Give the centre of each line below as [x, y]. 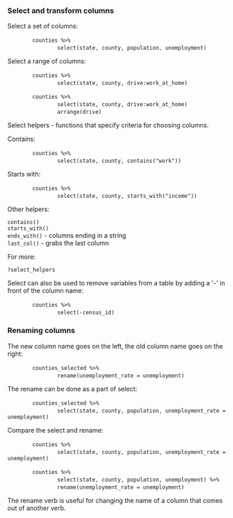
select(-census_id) [86, 313]
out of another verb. [37, 508]
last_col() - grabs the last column [58, 243]
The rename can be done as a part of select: [72, 388]
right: [15, 354]
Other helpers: [28, 209]
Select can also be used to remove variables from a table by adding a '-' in [116, 283]
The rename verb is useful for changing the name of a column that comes [115, 500]
